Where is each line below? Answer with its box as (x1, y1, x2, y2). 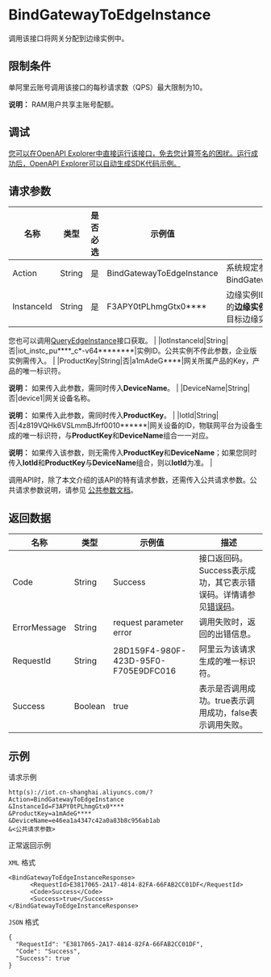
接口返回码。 (198, 553, 248, 564)
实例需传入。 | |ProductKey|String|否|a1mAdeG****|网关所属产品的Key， (8, 356, 253, 366)
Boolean (73, 701, 106, 712)
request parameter (112, 617, 184, 628)
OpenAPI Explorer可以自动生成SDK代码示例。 (29, 158, 181, 168)
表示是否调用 (198, 683, 248, 694)
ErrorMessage (12, 622, 67, 633)
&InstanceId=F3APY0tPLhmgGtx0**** (8, 803, 125, 811)
